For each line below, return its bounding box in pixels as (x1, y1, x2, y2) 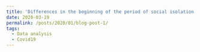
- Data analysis (11, 31, 52, 37)
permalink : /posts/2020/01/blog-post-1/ (6, 20, 109, 26)
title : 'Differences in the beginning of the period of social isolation (6, 8, 195, 15)
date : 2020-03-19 (6, 14, 50, 20)
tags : (6, 25, 20, 32)
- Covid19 (11, 36, 36, 42)
